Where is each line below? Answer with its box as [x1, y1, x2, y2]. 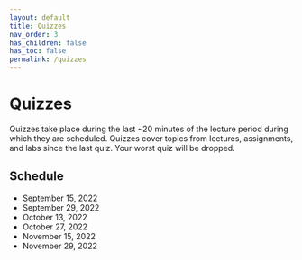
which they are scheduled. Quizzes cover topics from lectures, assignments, [9, 132, 294, 144]
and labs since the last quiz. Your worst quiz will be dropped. [9, 142, 236, 153]
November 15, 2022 [22, 230, 96, 241]
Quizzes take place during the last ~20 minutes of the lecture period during [9, 123, 288, 134]
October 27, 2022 [22, 221, 88, 232]
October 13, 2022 [22, 211, 87, 222]
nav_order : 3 [9, 30, 59, 39]
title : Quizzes [9, 22, 67, 31]
